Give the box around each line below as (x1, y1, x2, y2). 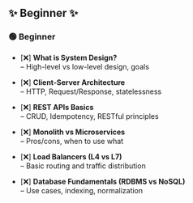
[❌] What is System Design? (19, 53, 118, 62)
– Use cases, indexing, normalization (19, 185, 144, 195)
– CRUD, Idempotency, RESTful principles (19, 111, 160, 121)
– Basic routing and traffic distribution (19, 161, 146, 171)
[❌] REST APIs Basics (19, 102, 94, 112)
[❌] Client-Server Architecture (19, 77, 126, 87)
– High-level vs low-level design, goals (19, 61, 150, 71)
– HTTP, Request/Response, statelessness (19, 87, 162, 96)
